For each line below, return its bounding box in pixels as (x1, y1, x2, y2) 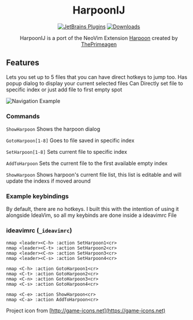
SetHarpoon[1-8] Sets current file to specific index (6, 149, 128, 156)
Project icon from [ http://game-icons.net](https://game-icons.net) (6, 307, 166, 314)
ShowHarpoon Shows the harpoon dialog (6, 126, 101, 133)
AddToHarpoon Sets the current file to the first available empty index (6, 160, 168, 167)
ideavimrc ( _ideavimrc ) (6, 226, 72, 235)
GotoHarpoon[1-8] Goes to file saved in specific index (6, 137, 135, 144)
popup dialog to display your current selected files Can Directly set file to (6, 80, 184, 87)
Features (6, 58, 39, 68)
